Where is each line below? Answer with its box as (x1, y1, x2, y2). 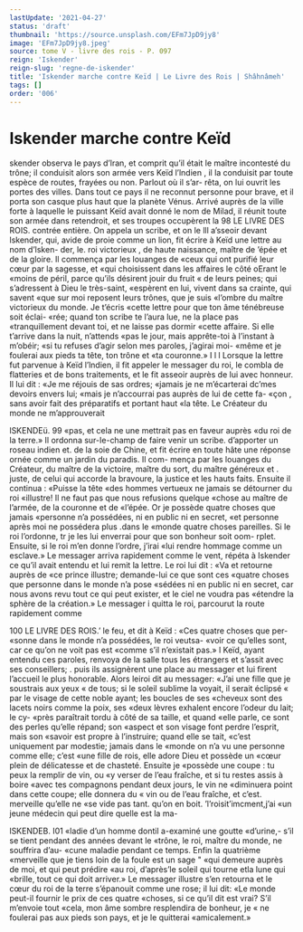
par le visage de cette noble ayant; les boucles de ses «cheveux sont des (9, 693, 283, 704)
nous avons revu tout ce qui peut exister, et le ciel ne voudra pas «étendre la (9, 589, 294, 600)
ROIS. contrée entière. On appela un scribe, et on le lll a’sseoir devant (9, 225, 268, 236)
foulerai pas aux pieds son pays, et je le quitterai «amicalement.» (9, 912, 251, 923)
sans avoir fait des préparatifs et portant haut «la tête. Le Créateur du (9, 398, 268, 409)
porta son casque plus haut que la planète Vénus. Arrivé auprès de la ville (9, 196, 284, 207)
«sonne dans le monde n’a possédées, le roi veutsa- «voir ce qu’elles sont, (9, 635, 288, 646)
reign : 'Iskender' (9, 55, 79, 64)
